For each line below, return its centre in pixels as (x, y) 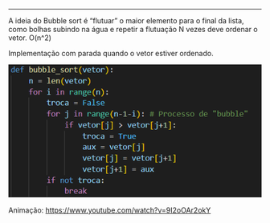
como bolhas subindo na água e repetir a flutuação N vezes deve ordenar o (133, 29)
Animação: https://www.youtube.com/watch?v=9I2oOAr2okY (110, 210)
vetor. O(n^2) (30, 38)
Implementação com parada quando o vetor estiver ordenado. (111, 53)
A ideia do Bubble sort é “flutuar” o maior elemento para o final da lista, (126, 20)
